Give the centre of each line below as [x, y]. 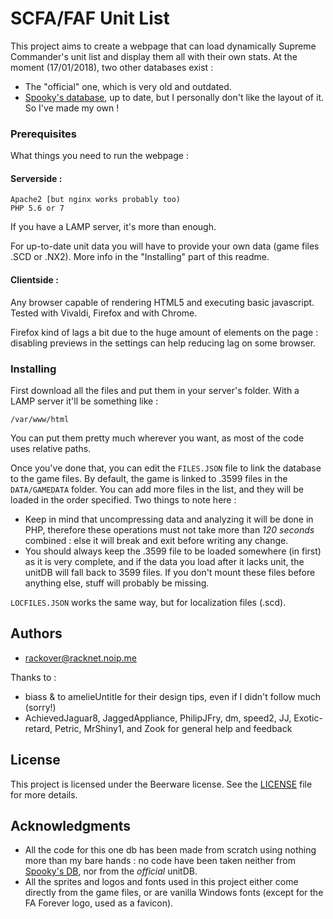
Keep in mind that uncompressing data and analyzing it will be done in [169, 519]
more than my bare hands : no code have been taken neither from [160, 861]
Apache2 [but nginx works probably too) [96, 200]
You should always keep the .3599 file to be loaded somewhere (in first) [173, 551]
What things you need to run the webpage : [99, 156]
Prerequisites [43, 134]
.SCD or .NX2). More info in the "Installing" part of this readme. [140, 257]
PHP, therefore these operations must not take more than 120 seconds [169, 529]
